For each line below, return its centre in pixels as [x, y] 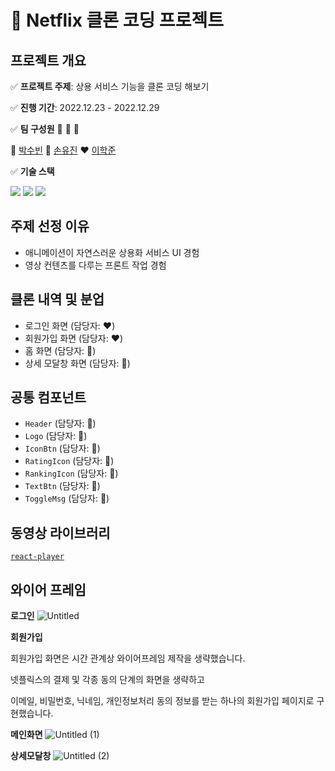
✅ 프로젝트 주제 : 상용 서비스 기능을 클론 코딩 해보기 [110, 86]
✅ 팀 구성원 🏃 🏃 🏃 [45, 129]
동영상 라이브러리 [60, 532]
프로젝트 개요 [48, 60]
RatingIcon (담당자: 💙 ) [69, 461]
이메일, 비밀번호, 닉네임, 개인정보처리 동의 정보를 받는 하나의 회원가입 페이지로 [162, 701]
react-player [37, 557]
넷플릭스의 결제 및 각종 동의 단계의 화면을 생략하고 [107, 680]
